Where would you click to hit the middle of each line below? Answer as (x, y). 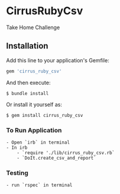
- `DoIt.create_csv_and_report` (56, 158)
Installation (27, 46)
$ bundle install (27, 93)
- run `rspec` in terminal (39, 185)
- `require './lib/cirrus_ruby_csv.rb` (66, 152)
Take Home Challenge (33, 27)
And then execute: (28, 82)
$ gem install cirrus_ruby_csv (45, 115)
